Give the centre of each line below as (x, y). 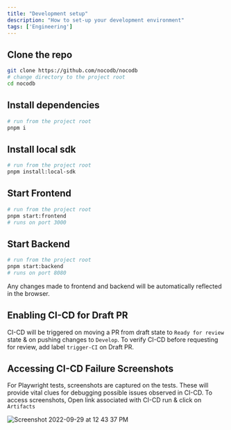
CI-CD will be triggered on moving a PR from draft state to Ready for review (115, 332)
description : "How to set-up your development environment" (96, 20)
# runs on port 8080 (37, 273)
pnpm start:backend (35, 267)
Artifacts (22, 407)
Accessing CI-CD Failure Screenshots (91, 369)
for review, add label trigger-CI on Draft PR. (70, 347)
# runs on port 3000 (37, 222)
